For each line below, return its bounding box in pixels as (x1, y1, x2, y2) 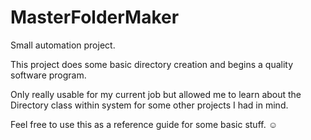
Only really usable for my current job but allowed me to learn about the (10, 88, 302, 100)
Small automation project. (10, 39, 116, 51)
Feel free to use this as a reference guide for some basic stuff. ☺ (10, 118, 278, 130)
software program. (10, 69, 87, 81)
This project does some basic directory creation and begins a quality (10, 58, 294, 70)
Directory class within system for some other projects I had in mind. (10, 99, 289, 111)
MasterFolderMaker (10, 6, 180, 29)
